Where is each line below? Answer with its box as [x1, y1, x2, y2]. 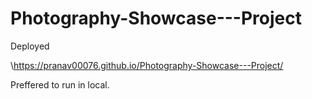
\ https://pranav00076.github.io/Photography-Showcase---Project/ [10, 59, 284, 71]
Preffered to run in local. [10, 78, 110, 91]
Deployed [10, 40, 50, 52]
